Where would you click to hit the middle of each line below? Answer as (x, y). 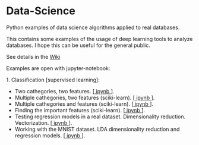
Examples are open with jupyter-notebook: (58, 68)
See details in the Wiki (33, 56)
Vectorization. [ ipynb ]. (43, 122)
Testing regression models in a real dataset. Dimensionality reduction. (100, 116)
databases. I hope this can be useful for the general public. (78, 45)
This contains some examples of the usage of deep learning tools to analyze (99, 39)
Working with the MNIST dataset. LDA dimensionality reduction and (97, 129)
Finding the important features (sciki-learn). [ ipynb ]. (80, 110)
